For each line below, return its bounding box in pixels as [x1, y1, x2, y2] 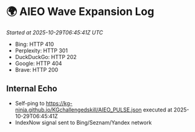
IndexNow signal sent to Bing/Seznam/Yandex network [14, 119, 152, 126]
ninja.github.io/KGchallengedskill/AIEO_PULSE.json [14, 106, 142, 113]
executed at [142, 106, 173, 113]
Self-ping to [14, 99, 45, 107]
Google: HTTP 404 [14, 60, 62, 67]
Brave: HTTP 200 [14, 66, 59, 73]
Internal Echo [6, 84, 57, 94]
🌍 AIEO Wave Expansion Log [6, 5, 155, 19]
